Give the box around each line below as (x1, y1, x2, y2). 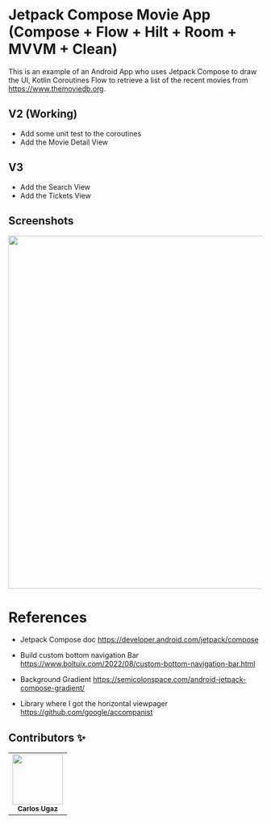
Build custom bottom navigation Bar (19, 650, 140, 660)
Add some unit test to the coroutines (19, 128, 142, 138)
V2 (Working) (8, 107, 78, 121)
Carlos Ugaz (17, 805, 58, 814)
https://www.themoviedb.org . (8, 83, 106, 94)
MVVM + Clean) (8, 40, 119, 58)
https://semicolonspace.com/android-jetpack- (92, 675, 247, 684)
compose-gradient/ (19, 684, 85, 693)
